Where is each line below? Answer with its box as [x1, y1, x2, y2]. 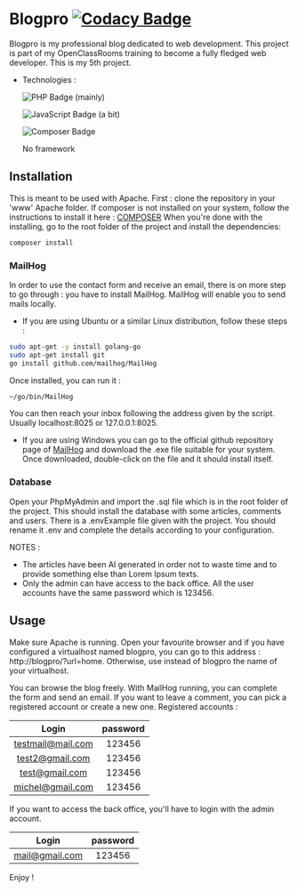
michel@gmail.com [13, 781, 93, 793]
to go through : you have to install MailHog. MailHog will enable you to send [9, 289, 286, 300]
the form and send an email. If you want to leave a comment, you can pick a [9, 692, 287, 702]
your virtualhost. [9, 665, 69, 676]
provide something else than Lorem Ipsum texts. [21, 568, 199, 579]
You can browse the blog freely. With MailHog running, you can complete [9, 682, 278, 693]
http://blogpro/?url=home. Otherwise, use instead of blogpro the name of [9, 655, 278, 666]
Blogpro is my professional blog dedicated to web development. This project [9, 38, 289, 49]
